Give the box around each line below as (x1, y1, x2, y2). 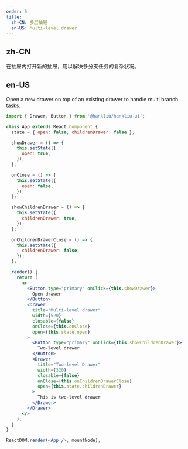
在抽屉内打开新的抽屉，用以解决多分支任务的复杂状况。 (6, 63, 139, 70)
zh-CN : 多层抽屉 (11, 19, 48, 25)
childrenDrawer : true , (21, 215, 77, 221)
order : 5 (6, 8, 28, 15)
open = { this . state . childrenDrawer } (37, 383, 122, 389)
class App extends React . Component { (6, 124, 98, 129)
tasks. (6, 102, 21, 109)
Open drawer (32, 291, 61, 297)
